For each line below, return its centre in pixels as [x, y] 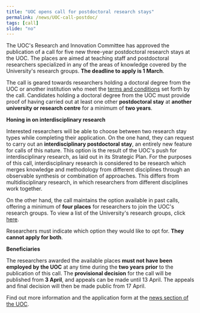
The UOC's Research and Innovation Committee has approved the [88, 46]
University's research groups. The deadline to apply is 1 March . [85, 71]
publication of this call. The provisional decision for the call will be [89, 273]
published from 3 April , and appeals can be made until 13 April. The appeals [100, 280]
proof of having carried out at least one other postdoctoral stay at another [99, 102]
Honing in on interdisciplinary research [56, 120]
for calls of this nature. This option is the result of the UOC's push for [92, 151]
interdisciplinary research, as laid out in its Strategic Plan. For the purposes [99, 157]
